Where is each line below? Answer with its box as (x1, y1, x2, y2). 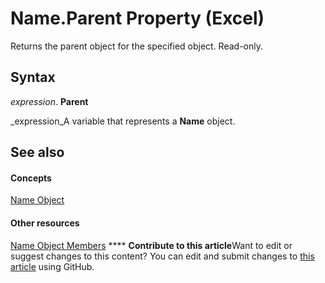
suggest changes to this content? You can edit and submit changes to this (10, 250, 315, 262)
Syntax (10, 69, 56, 86)
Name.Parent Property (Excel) (10, 7, 265, 30)
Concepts (10, 172, 52, 184)
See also (10, 144, 65, 161)
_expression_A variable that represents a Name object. (10, 115, 236, 127)
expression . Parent (10, 95, 89, 107)
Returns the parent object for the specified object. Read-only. (10, 40, 264, 52)
